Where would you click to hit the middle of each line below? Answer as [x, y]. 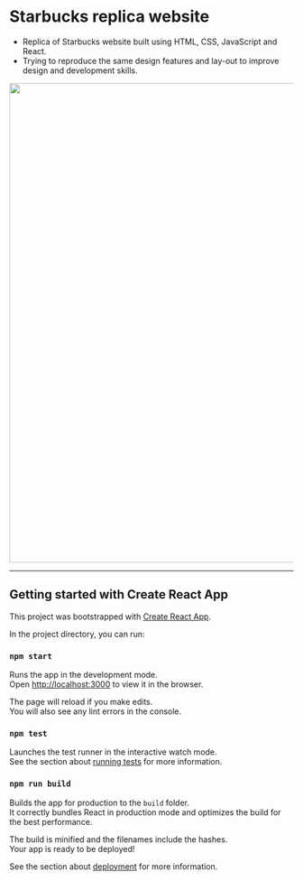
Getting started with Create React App [119, 594]
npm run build [40, 784]
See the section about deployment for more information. [114, 866]
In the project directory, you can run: [77, 634]
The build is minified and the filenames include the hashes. [119, 839]
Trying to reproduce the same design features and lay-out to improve [151, 60]
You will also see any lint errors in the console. [96, 711]
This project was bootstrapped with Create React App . [110, 617]
